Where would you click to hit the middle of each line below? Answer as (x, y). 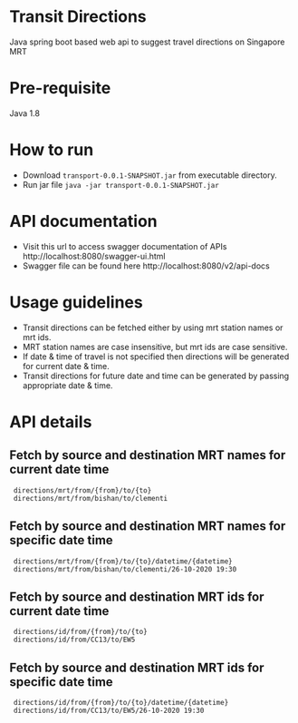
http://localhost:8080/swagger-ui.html (94, 256)
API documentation (84, 221)
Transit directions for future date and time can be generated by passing (156, 376)
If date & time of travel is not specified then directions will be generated (156, 357)
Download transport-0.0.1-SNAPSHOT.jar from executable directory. (150, 175)
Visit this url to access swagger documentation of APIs (125, 246)
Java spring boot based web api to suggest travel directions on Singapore (147, 42)
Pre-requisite (60, 88)
